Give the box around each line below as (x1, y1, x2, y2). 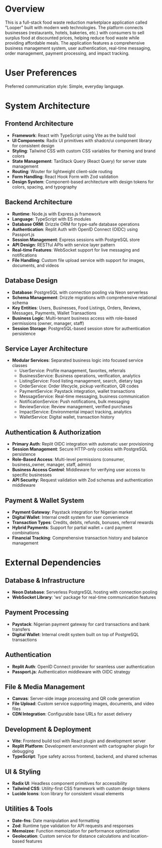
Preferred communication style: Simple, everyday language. (5, 83, 124, 89)
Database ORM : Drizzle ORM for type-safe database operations (12, 221, 140, 227)
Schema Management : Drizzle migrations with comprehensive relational (12, 294, 157, 300)
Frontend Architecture (5, 120, 74, 128)
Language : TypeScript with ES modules (12, 216, 91, 222)
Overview (5, 3, 45, 15)
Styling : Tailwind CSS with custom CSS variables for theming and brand (12, 148, 156, 154)
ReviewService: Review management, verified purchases (19, 404, 133, 410)
